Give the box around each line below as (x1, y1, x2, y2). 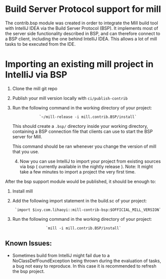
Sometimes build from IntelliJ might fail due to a (12, 252, 110, 258)
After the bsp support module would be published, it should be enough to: (5, 178, 156, 185)
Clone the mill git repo (12, 86, 58, 92)
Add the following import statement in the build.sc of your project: (12, 197, 147, 203)
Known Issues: (5, 239, 52, 248)
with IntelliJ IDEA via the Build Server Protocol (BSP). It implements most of (5, 25, 159, 31)
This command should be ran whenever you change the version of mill (12, 143, 157, 149)
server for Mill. (12, 133, 43, 140)
